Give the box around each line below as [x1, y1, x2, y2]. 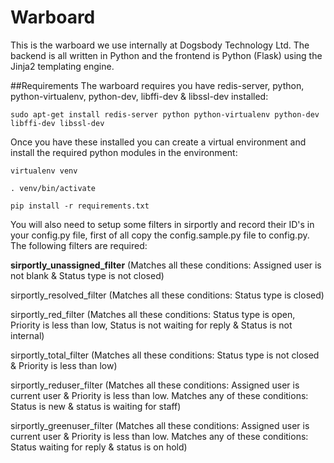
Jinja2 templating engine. [10, 60, 115, 72]
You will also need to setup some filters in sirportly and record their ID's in [10, 218, 315, 230]
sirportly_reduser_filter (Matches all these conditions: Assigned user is [10, 379, 300, 391]
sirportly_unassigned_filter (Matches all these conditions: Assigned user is [10, 259, 322, 271]
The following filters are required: [10, 239, 148, 251]
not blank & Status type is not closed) [10, 269, 165, 281]
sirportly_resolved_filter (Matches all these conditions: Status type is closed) [10, 289, 325, 301]
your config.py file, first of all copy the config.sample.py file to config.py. [10, 229, 310, 241]
